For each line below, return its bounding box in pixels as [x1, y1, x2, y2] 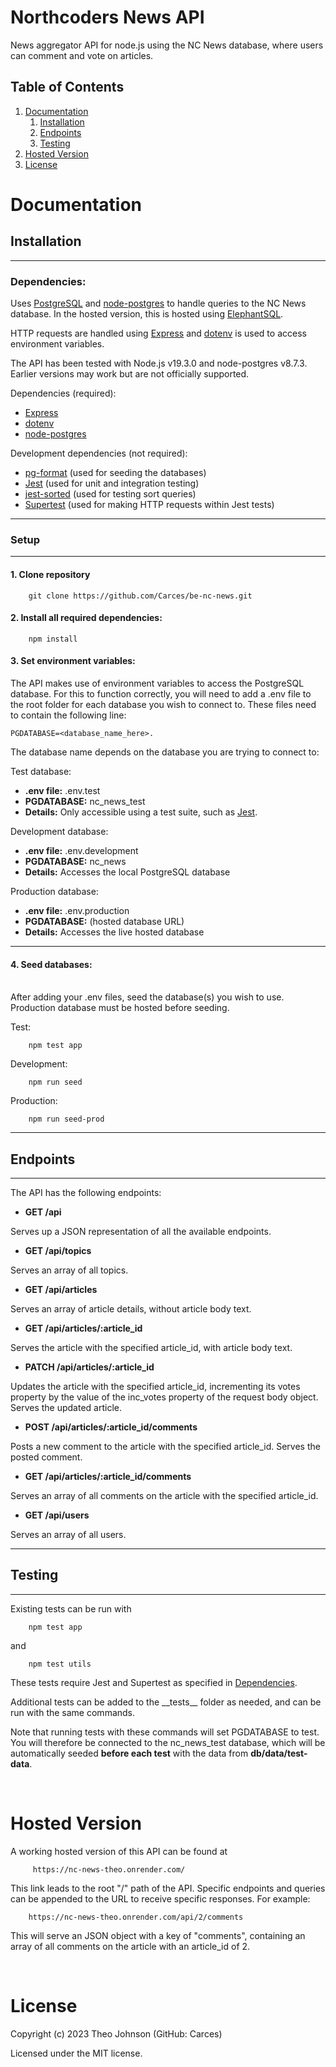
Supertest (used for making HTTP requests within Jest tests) [24, 499, 275, 511]
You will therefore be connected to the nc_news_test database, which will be [10, 1736, 326, 1748]
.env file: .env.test [24, 784, 101, 796]
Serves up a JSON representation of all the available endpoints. [10, 1225, 272, 1237]
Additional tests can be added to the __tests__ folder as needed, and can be [10, 1696, 322, 1708]
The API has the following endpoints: [10, 1186, 162, 1198]
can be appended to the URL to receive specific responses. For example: [10, 1892, 311, 1905]
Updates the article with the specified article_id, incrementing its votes [10, 1380, 301, 1392]
